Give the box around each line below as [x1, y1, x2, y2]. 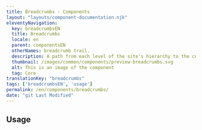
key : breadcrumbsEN [11, 25, 61, 32]
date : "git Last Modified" [6, 92, 74, 98]
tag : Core [11, 70, 36, 76]
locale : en [11, 37, 39, 43]
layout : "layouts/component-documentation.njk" [6, 14, 128, 20]
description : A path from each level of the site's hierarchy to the [11, 53, 189, 59]
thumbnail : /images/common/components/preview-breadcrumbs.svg [11, 59, 173, 65]
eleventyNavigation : [6, 20, 58, 26]
